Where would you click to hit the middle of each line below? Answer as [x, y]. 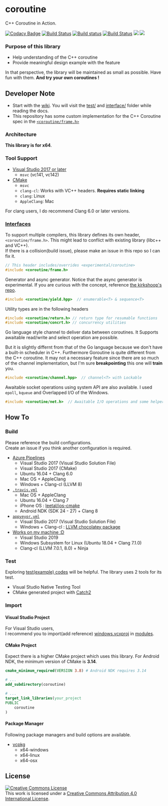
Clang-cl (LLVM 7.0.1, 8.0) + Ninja [54, 548]
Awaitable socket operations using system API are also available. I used [79, 387]
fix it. [10, 256]
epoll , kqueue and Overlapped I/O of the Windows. [57, 393]
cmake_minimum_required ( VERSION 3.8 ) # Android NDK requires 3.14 [76, 671]
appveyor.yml [26, 516]
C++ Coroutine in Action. [31, 23]
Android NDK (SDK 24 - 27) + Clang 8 [59, 511]
